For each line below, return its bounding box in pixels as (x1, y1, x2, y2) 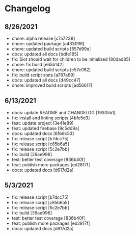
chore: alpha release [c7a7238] (11, 35, 75, 41)
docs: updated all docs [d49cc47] (11, 77, 81, 83)
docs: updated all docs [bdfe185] (11, 51, 79, 57)
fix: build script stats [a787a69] (11, 72, 75, 78)
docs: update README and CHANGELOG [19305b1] (11, 109, 116, 115)
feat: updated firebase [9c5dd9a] (11, 125, 80, 131)
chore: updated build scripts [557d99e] (11, 46, 91, 52)
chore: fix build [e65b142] (11, 62, 64, 67)
